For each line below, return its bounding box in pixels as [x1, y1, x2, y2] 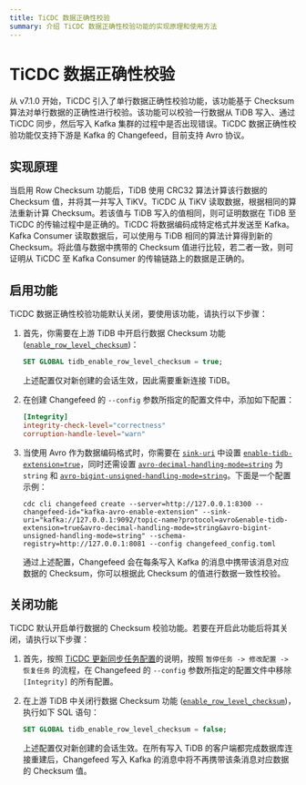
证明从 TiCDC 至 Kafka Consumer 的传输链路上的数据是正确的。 [9, 253, 250, 264]
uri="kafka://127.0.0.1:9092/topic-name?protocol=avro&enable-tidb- [22, 515, 289, 525]
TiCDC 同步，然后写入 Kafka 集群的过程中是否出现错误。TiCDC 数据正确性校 [9, 118, 297, 129]
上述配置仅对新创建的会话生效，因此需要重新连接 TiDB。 [22, 374, 235, 385]
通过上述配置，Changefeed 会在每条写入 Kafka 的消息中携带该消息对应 [22, 556, 290, 567]
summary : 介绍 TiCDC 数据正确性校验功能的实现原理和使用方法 [9, 22, 218, 31]
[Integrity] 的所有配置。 [22, 676, 118, 688]
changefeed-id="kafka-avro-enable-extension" [22, 507, 199, 516]
